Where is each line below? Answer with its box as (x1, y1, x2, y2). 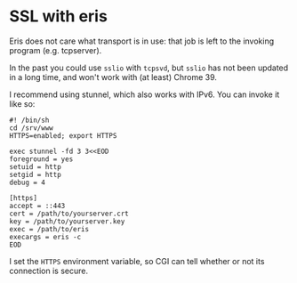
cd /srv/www (9, 123, 53, 133)
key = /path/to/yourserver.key (9, 216, 125, 226)
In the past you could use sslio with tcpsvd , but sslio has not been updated (9, 62, 289, 73)
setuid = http (9, 162, 62, 171)
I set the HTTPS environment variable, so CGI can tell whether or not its (9, 255, 265, 266)
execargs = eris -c (9, 232, 82, 241)
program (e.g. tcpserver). (9, 44, 102, 55)
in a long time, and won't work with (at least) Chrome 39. (9, 71, 218, 82)
